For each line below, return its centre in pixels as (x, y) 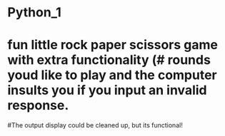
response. (38, 106)
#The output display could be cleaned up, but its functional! (95, 125)
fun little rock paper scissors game (112, 45)
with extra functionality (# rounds (109, 60)
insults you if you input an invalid (107, 90)
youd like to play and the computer (112, 75)
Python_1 (35, 12)
